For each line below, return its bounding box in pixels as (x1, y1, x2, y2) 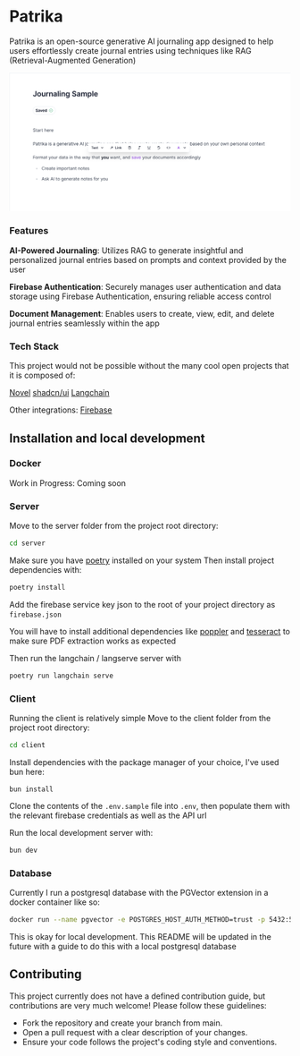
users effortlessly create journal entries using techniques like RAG (9, 45, 252, 55)
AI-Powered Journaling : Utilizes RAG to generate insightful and (9, 244, 244, 256)
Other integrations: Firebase (9, 405, 112, 415)
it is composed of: (9, 370, 76, 381)
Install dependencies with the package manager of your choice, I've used (9, 756, 279, 767)
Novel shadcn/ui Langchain (9, 387, 110, 398)
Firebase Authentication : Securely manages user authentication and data (9, 281, 281, 292)
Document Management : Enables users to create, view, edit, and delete (9, 308, 275, 319)
